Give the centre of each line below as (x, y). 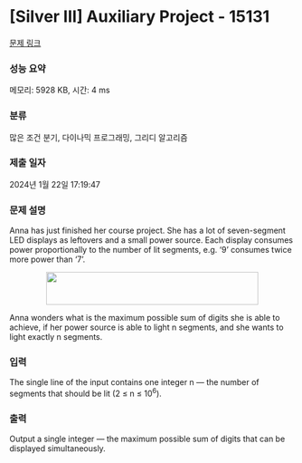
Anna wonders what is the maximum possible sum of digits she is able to (145, 318)
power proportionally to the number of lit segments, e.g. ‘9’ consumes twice (151, 250)
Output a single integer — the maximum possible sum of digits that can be (147, 439)
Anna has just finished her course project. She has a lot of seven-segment (148, 231)
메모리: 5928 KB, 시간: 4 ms (60, 90)
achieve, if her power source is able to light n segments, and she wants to (146, 327)
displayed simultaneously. (57, 449)
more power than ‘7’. (47, 259)
